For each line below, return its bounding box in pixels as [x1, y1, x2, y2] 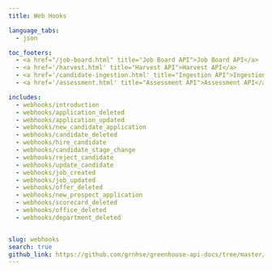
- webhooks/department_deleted [15, 214, 121, 222]
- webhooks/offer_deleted [15, 184, 104, 192]
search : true [8, 243, 53, 251]
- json [15, 34, 38, 42]
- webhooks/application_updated [15, 116, 125, 124]
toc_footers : [8, 49, 53, 57]
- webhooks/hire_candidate [15, 138, 107, 146]
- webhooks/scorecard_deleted [15, 199, 117, 207]
